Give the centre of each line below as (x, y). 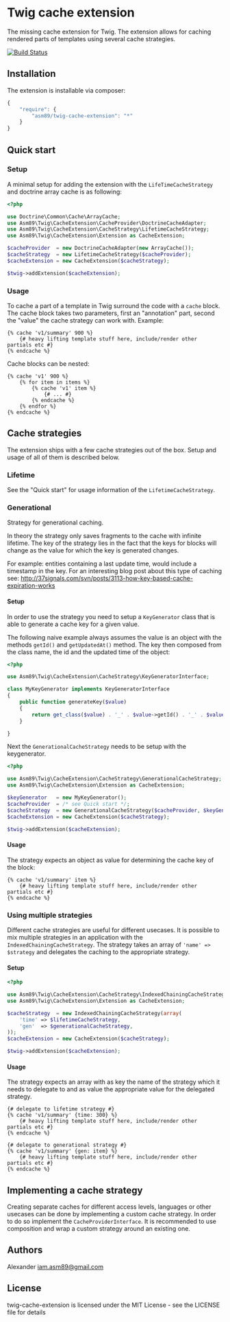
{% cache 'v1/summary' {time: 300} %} (62, 1115)
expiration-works (31, 585)
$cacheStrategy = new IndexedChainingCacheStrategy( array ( (95, 1013)
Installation (31, 74)
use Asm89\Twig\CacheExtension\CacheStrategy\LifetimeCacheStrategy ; (108, 229)
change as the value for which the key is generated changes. (93, 550)
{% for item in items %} (55, 382)
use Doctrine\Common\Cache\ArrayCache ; (64, 217)
